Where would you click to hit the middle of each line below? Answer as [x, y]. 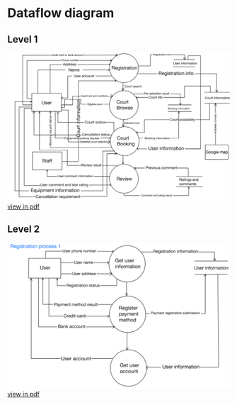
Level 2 [24, 229]
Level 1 [23, 39]
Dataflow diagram [61, 13]
